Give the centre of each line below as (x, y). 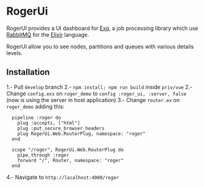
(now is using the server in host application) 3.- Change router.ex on (93, 100)
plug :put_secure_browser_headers (61, 128)
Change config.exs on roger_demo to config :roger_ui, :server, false (97, 94)
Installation (28, 72)
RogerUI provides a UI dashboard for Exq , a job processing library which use (102, 28)
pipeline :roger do (37, 117)
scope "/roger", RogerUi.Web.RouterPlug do (68, 150)
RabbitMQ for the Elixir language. (48, 34)
